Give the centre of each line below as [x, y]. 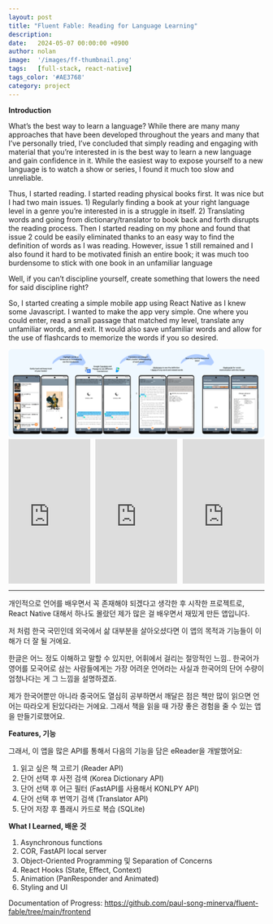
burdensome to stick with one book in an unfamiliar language [110, 263]
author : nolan [32, 52]
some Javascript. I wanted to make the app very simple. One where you [129, 311]
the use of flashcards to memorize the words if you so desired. [113, 337]
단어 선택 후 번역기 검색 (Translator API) [84, 799]
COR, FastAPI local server [63, 852]
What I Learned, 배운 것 [48, 826]
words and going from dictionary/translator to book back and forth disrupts [134, 219]
